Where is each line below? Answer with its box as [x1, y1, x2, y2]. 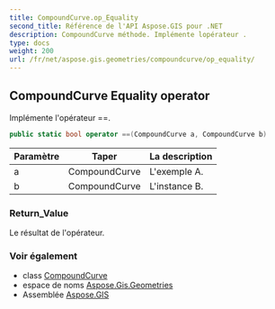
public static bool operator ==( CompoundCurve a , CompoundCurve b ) [9, 130, 268, 139]
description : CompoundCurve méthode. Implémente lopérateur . [9, 30, 247, 39]
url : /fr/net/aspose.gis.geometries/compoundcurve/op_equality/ [9, 55, 255, 64]
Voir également [9, 250, 78, 262]
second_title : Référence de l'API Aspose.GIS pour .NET [9, 22, 223, 31]
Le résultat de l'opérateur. [9, 227, 105, 238]
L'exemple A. [149, 165, 204, 177]
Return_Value [9, 206, 69, 219]
